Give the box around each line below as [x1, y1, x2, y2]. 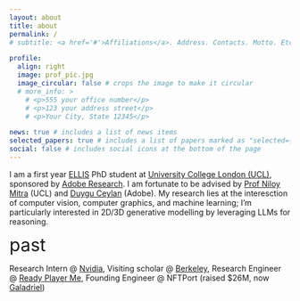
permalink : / [9, 29, 58, 38]
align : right [17, 62, 66, 71]
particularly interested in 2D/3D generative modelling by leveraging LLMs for [9, 207, 291, 217]
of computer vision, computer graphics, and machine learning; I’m [9, 197, 253, 207]
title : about [9, 21, 58, 30]
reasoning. [9, 216, 49, 227]
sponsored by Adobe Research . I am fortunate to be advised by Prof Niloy [9, 178, 281, 189]
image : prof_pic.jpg [17, 70, 94, 80]
